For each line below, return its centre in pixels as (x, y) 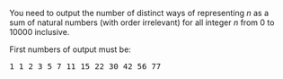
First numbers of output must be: (71, 49)
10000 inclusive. (40, 32)
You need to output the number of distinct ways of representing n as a (139, 13)
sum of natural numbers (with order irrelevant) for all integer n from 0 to (142, 22)
